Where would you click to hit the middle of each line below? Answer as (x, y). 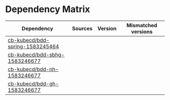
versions (142, 31)
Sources (82, 28)
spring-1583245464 (33, 46)
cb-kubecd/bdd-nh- (33, 69)
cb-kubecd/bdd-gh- (33, 83)
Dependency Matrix (48, 9)
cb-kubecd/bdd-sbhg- (36, 55)
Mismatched (142, 25)
